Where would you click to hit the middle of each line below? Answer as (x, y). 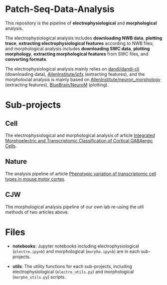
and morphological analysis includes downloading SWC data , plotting (78, 48)
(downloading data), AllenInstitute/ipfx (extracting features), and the (75, 74)
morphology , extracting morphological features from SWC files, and (77, 54)
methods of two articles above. (37, 212)
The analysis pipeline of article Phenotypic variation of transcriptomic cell (81, 174)
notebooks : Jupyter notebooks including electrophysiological (76, 246)
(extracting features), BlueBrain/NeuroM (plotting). (57, 85)
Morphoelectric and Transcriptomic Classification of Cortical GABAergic (79, 140)
